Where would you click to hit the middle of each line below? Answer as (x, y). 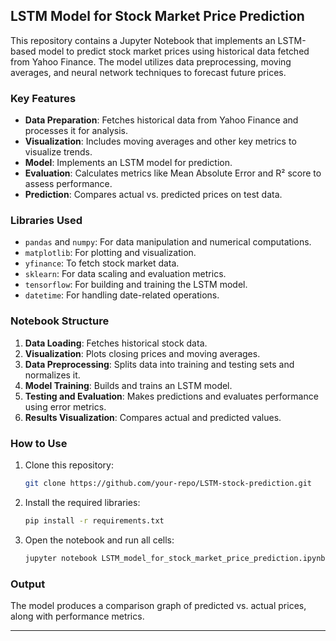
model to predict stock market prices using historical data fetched (174, 51)
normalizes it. (52, 375)
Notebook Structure (60, 321)
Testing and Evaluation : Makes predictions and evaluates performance (171, 396)
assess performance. (68, 184)
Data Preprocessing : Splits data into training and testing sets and (159, 364)
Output (28, 584)
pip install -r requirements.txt (94, 520)
